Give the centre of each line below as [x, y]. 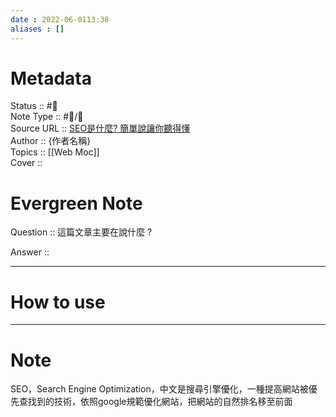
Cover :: [26, 163]
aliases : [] [37, 29]
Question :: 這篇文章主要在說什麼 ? [81, 232]
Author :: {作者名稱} [51, 141]
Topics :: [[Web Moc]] [55, 152]
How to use [58, 302]
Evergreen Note [76, 203]
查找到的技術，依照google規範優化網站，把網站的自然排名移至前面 [155, 402]
